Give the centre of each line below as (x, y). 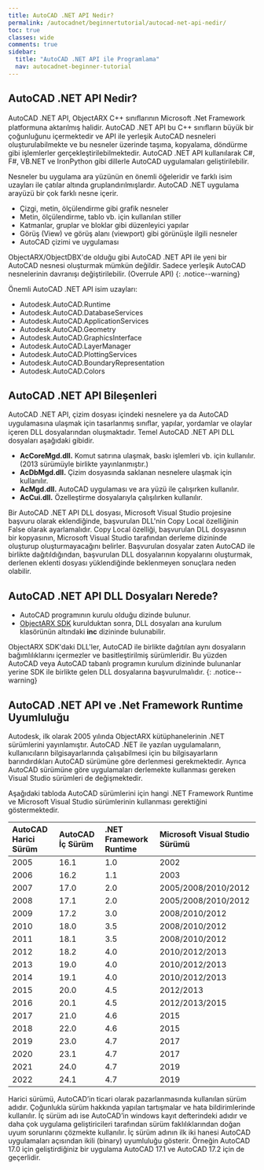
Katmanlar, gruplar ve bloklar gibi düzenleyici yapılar (104, 225)
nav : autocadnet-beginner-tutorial (73, 67)
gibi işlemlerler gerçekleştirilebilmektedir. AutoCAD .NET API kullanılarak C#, (132, 153)
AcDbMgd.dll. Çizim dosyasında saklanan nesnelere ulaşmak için (126, 473)
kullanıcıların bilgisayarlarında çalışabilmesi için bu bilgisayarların (113, 753)
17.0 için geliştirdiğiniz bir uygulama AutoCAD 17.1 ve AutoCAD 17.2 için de (126, 1149)
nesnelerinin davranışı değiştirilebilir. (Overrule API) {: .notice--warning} (125, 274)
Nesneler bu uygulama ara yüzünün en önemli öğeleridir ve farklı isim (120, 176)
